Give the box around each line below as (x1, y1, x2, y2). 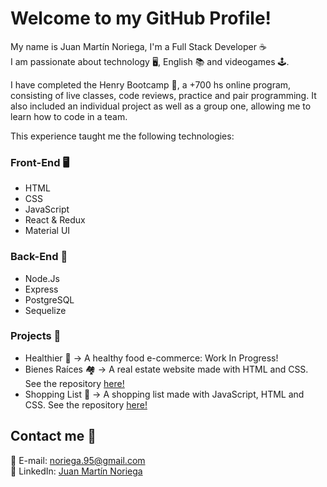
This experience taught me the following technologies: (10, 130, 235, 142)
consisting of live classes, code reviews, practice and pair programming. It (10, 89, 317, 101)
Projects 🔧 (10, 329, 62, 343)
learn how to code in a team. (10, 110, 128, 122)
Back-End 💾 (10, 250, 68, 264)
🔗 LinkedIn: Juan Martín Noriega (10, 465, 143, 477)
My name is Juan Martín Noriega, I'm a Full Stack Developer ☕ (10, 40, 267, 52)
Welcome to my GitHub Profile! (10, 7, 272, 30)
